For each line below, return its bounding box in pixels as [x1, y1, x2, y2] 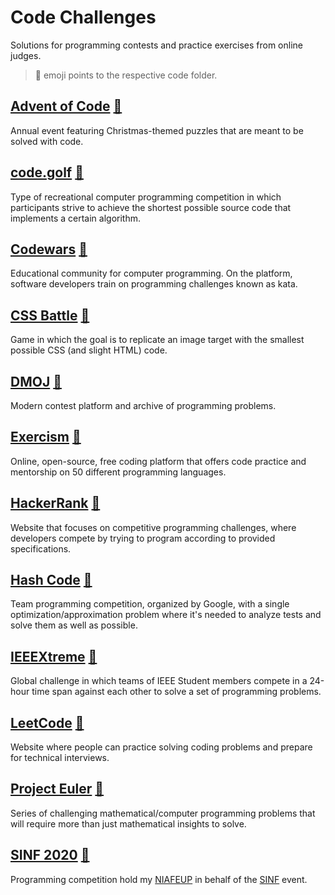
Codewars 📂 [10, 241, 88, 258]
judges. [10, 49, 42, 61]
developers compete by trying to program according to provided [10, 532, 276, 544]
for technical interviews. [10, 752, 110, 764]
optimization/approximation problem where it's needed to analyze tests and [10, 609, 322, 621]
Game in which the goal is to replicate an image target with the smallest [10, 334, 305, 346]
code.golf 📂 [10, 164, 84, 181]
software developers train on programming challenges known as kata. [10, 278, 298, 290]
